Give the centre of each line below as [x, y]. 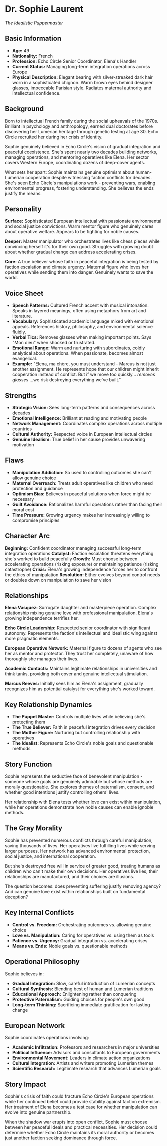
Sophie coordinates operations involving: [47, 1038]
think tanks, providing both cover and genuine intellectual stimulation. [77, 674]
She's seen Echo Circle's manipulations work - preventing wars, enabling [80, 183]
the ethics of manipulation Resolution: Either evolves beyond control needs [83, 575]
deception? [17, 897]
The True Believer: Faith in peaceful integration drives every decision [84, 727]
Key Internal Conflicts [40, 913]
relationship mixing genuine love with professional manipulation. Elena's [79, 613]
